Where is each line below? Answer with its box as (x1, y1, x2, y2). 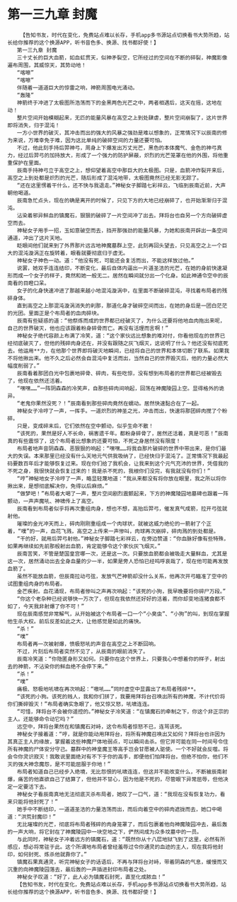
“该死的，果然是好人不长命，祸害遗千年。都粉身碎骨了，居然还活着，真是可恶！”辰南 (16, 429, 229, 437)
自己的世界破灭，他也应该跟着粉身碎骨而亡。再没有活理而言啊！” (7, 325, 168, 332)
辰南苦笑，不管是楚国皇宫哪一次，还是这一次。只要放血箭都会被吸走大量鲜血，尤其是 (16, 550, 228, 557)
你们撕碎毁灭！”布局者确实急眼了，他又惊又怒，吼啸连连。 (7, 700, 154, 707)
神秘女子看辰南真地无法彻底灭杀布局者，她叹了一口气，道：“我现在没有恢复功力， (16, 790, 221, 798)
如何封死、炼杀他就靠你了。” (17, 850, 87, 858)
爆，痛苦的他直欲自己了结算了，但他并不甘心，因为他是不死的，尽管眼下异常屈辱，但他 (7, 775, 224, 782)
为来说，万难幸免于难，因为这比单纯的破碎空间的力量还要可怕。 (7, 137, 166, 144)
